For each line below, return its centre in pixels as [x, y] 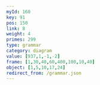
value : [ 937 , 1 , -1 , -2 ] [33, 56]
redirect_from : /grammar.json [44, 73]
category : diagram [29, 51]
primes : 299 [21, 40]
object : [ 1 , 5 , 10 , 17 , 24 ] [36, 67]
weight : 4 [19, 34]
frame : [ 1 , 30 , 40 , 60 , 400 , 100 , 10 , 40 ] [51, 62]
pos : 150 [17, 23]
